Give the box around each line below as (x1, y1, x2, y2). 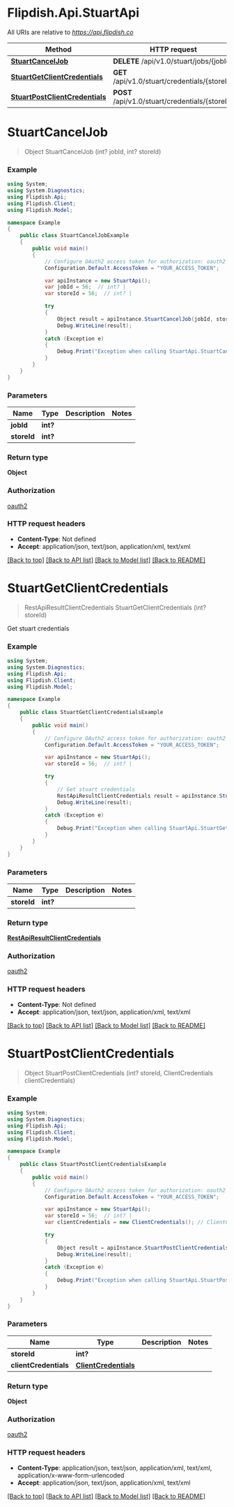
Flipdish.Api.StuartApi (7, 5, 140, 21)
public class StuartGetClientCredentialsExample (19, 709, 164, 716)
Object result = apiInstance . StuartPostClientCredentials (56, 1244, 229, 1251)
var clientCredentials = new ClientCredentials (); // (44, 1219, 204, 1226)
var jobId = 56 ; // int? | (44, 284, 127, 291)
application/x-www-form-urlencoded (17, 1471, 125, 1479)
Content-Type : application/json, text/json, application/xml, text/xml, (17, 1463, 212, 1472)
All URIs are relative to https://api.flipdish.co (7, 28, 134, 36)
